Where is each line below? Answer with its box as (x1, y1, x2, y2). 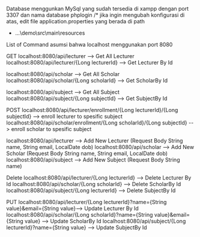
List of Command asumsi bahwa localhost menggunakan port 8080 (6, 41, 173, 48)
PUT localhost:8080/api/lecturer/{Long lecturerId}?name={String (6, 199, 167, 205)
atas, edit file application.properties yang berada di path (6, 18, 145, 25)
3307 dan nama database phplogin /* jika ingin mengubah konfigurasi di (6, 11, 185, 19)
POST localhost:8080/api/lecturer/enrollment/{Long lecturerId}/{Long (6, 107, 178, 113)
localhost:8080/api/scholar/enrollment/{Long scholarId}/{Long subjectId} (6, 119, 187, 126)
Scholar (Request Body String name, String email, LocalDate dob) (6, 150, 168, 157)
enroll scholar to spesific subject (11, 126, 92, 132)
